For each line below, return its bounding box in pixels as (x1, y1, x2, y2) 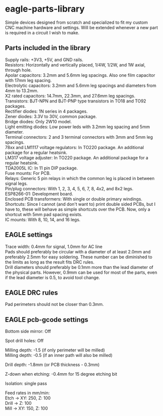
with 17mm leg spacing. (5, 77, 52, 83)
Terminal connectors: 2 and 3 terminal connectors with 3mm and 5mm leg (5, 134, 153, 140)
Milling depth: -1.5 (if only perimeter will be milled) (5, 347, 105, 353)
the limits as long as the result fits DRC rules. (5, 259, 95, 265)
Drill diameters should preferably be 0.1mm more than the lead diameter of (5, 264, 154, 270)
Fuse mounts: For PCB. (5, 170, 51, 176)
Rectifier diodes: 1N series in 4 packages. (5, 108, 88, 114)
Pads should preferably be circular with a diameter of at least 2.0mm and (5, 249, 151, 254)
